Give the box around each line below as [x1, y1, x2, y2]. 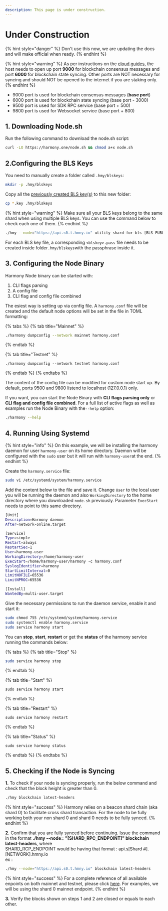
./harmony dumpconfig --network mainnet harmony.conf [5, 333, 120, 338]
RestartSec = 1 [5, 545, 32, 550]
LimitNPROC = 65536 [5, 577, 41, 582]
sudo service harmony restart [5, 715, 68, 720]
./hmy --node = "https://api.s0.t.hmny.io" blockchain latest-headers [5, 866, 151, 871]
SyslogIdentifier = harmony [5, 563, 59, 568]
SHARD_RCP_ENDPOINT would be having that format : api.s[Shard [5, 846, 142, 852]
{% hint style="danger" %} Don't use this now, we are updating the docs [5, 46, 155, 52]
